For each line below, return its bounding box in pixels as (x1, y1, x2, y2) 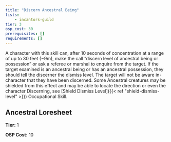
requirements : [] (5, 36, 43, 41)
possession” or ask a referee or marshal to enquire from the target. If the (5, 61, 159, 67)
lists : (5, 12, 20, 17)
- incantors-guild (14, 17, 54, 22)
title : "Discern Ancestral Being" (5, 7, 80, 13)
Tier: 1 (5, 122, 19, 128)
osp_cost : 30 (5, 27, 33, 32)
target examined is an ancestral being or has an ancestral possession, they (5, 66, 164, 72)
